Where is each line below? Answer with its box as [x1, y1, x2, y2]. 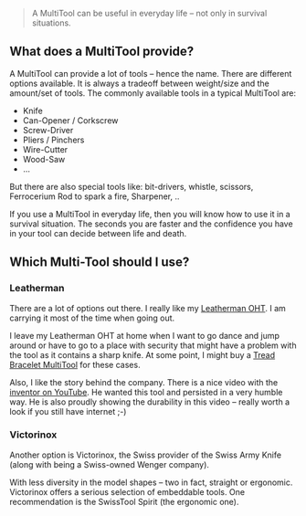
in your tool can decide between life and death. [9, 227, 187, 238]
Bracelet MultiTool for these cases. [9, 359, 141, 370]
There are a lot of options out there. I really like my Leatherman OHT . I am [9, 302, 286, 313]
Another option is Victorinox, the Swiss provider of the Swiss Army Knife [9, 449, 281, 460]
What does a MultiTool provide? [9, 44, 195, 59]
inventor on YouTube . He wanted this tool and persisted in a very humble [9, 386, 283, 397]
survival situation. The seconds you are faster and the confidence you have [9, 218, 294, 229]
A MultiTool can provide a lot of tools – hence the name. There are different [9, 68, 292, 79]
